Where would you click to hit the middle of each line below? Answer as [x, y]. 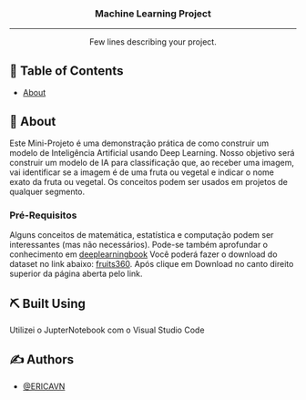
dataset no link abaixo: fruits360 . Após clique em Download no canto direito [152, 264]
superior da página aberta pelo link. [76, 274]
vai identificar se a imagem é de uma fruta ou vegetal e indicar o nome [142, 172]
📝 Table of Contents [66, 71]
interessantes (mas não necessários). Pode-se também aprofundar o [139, 245]
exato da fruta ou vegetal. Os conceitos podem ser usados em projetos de [149, 181]
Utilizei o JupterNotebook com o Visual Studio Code [107, 330]
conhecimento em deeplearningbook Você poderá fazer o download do [143, 254]
